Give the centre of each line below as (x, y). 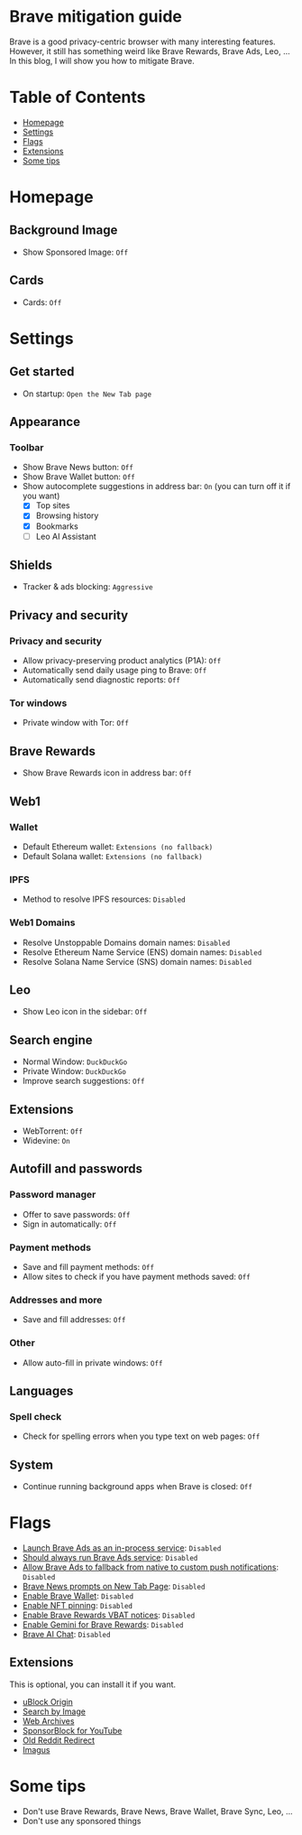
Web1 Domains (42, 922)
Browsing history (67, 515)
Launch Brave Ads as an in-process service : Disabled (122, 1548)
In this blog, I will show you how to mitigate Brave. (102, 60)
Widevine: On (46, 1140)
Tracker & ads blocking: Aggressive (87, 587)
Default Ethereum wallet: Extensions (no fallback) (118, 847)
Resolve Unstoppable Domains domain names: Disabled (126, 942)
